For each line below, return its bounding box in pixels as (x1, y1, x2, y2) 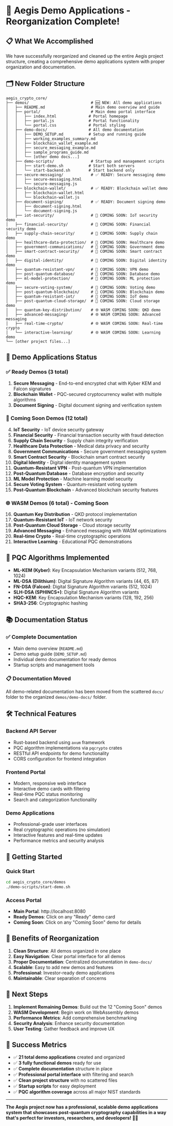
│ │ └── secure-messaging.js (6, 181, 78, 186)
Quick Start (6, 868, 35, 875)
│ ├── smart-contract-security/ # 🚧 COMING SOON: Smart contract (6, 249, 162, 254)
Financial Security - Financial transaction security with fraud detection (13, 432, 164, 438)
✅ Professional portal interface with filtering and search (13, 1071, 134, 1078)
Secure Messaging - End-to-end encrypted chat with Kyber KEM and (13, 380, 161, 386)
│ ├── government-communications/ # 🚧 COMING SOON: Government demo (6, 244, 165, 249)
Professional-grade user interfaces (13, 821, 88, 827)
